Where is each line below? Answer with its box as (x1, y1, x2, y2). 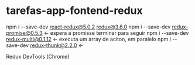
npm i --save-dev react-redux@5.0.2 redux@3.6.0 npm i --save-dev (6, 23, 171, 30)
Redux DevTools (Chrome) (6, 53, 70, 60)
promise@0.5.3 (6, 29, 43, 36)
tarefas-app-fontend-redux (6, 4, 143, 17)
